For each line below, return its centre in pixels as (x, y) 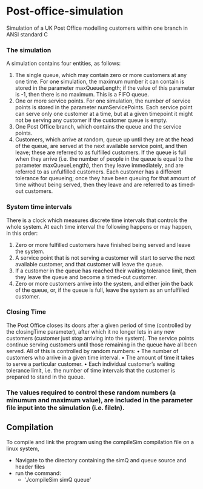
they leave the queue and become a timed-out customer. (86, 277)
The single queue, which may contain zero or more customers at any (101, 75)
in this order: (22, 233)
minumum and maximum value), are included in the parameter (99, 400)
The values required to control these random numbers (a (91, 393)
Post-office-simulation (65, 11)
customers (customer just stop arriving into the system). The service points (100, 338)
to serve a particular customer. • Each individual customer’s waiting (91, 364)
